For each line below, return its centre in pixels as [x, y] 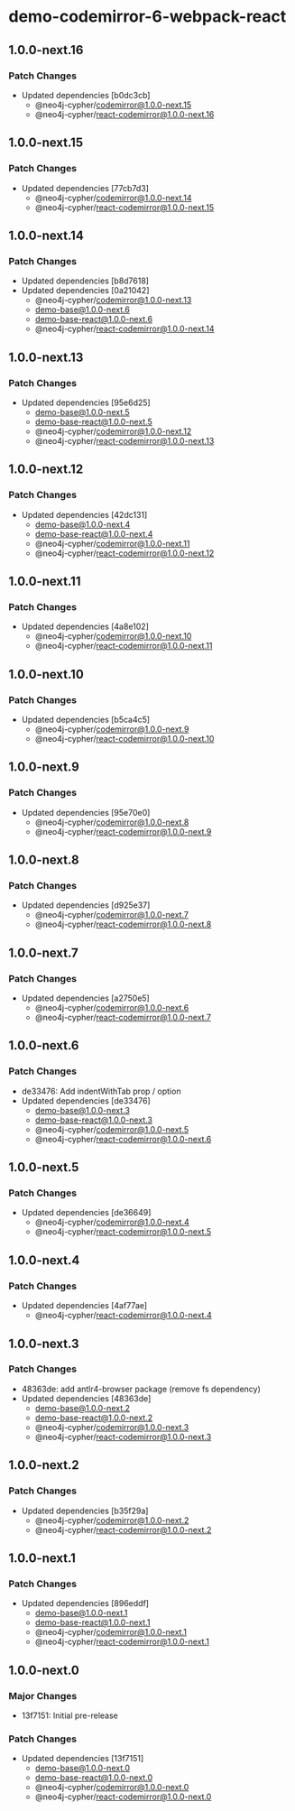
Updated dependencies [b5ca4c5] [86, 720]
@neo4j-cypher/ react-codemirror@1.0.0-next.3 [123, 1437]
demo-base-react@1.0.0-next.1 [92, 1622]
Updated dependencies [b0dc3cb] [86, 95]
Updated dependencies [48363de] [86, 1398]
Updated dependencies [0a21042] [85, 291]
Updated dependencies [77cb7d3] [85, 188]
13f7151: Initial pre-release [70, 1715]
